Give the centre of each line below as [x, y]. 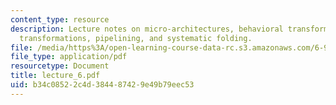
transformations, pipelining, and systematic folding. [136, 38]
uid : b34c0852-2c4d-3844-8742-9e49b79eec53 [102, 85]
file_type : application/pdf [69, 57]
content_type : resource [60, 19]
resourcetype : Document [60, 66]
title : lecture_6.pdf [55, 76]
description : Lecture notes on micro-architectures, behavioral [147, 29]
